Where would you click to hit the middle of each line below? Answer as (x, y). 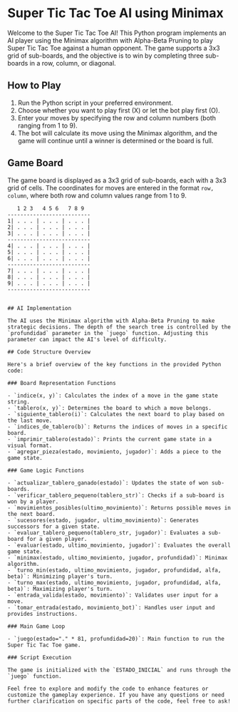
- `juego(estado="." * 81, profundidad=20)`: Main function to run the (116, 639)
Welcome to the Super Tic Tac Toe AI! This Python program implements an (117, 33)
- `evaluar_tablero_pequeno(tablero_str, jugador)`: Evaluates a (106, 532)
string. (19, 402)
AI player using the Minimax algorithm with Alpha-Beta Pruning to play (110, 40)
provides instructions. (43, 614)
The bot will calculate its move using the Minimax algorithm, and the (117, 133)
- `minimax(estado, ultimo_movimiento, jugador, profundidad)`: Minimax (118, 557)
